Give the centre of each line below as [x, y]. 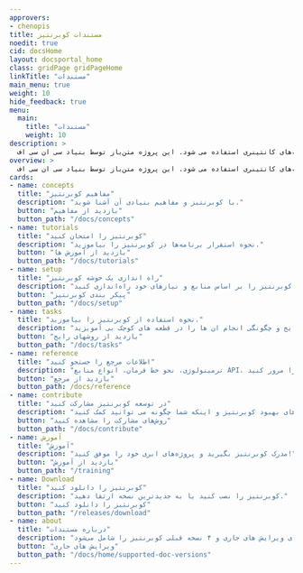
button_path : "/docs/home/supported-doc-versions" [115, 555]
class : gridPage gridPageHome [66, 69]
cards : [22, 177]
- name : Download [42, 479]
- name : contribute [46, 395]
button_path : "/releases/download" [84, 513]
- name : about [36, 521]
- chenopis [30, 26]
